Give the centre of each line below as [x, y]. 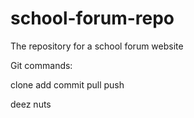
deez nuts [31, 104]
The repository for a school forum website [97, 46]
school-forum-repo [92, 18]
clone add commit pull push [67, 84]
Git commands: [41, 65]
